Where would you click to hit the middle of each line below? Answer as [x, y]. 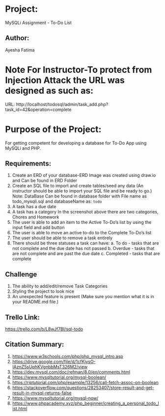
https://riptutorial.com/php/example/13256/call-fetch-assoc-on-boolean [85, 382]
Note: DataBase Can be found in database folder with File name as [80, 196]
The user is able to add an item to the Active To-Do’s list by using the [82, 222]
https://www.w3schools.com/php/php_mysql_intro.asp [68, 356]
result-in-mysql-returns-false [42, 393]
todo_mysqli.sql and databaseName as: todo [57, 201]
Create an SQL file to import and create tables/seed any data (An [78, 186]
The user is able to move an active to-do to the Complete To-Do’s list [82, 233]
